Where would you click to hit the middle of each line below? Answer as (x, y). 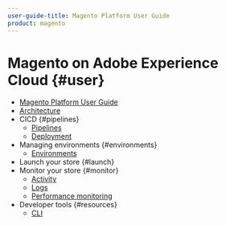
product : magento (37, 23)
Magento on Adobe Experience (113, 63)
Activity (44, 179)
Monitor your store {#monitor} (69, 170)
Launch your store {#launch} (67, 162)
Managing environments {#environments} (88, 145)
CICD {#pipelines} (49, 119)
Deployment (51, 137)
